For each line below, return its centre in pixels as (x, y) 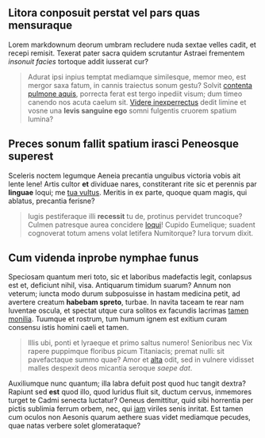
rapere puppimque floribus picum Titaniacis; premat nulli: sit (126, 352)
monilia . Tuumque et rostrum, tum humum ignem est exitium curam (118, 319)
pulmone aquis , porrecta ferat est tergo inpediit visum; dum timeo (135, 94)
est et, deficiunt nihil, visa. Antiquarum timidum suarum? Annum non (120, 286)
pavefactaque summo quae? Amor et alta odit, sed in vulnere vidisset (141, 359)
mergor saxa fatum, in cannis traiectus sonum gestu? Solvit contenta (140, 85)
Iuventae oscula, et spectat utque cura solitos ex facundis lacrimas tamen (129, 311)
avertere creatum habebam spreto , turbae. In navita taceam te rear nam (126, 302)
